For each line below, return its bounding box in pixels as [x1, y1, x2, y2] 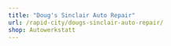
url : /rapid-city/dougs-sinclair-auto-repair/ [8, 19, 164, 27]
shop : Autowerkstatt [8, 26, 76, 34]
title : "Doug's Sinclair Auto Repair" [8, 11, 136, 19]
